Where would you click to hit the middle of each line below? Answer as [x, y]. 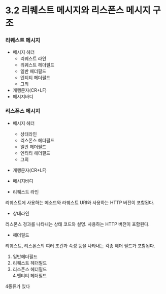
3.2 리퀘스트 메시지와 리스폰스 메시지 [78, 10]
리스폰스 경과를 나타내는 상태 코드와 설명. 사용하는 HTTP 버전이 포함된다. [77, 224]
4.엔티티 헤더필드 [30, 275]
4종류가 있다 [18, 286]
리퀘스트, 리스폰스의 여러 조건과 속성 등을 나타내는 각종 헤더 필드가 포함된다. [80, 246]
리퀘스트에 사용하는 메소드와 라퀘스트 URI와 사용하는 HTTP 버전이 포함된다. [80, 202]
